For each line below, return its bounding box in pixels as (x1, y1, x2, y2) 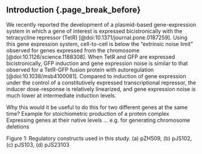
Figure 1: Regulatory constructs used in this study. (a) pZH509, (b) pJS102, (6, 135, 192, 142)
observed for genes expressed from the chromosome (6, 47, 140, 54)
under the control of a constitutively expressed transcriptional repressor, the (6, 79, 197, 86)
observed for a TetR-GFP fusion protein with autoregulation (6, 66, 154, 73)
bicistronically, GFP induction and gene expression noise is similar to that (6, 59, 189, 67)
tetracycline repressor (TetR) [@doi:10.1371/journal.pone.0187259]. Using (6, 33, 187, 41)
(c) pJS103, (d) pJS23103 (6, 141, 70, 148)
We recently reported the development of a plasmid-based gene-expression (6, 21, 197, 28)
